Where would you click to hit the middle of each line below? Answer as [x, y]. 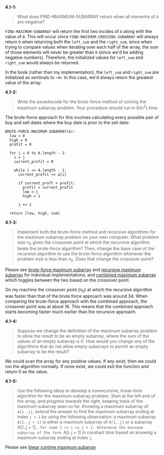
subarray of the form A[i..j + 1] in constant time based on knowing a [87, 432]
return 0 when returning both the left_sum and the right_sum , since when [79, 42]
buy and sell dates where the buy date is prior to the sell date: [67, 122]
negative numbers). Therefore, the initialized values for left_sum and [74, 57]
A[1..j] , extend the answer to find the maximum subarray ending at [86, 412]
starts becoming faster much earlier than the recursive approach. [71, 312]
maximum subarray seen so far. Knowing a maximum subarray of [83, 406]
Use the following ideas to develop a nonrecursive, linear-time [80, 391]
